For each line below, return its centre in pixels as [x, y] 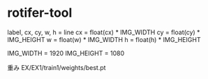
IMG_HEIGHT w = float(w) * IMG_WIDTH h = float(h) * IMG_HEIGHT [104, 39]
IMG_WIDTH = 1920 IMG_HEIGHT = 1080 [66, 53]
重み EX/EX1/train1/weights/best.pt [57, 67]
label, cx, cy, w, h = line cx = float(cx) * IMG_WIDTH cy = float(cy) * [104, 32]
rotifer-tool [40, 13]
